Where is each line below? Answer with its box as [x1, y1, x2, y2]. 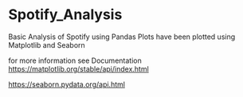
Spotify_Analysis [8, 6, 123, 24]
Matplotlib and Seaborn [8, 40, 85, 49]
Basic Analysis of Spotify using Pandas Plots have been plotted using [8, 32, 236, 41]
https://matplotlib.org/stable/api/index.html [8, 64, 149, 73]
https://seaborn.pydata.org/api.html [8, 80, 126, 89]
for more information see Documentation [8, 56, 142, 65]
